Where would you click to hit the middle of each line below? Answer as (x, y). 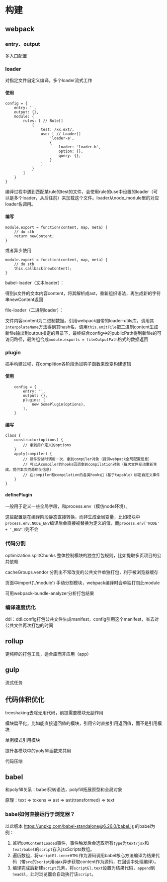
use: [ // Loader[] (61, 134)
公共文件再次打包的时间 (29, 625)
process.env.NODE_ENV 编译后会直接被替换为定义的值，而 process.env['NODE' (83, 523)
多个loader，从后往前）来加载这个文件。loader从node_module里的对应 (86, 198)
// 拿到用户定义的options (47, 445)
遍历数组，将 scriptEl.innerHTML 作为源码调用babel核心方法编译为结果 (84, 855)
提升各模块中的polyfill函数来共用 (38, 750)
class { (13, 436)
